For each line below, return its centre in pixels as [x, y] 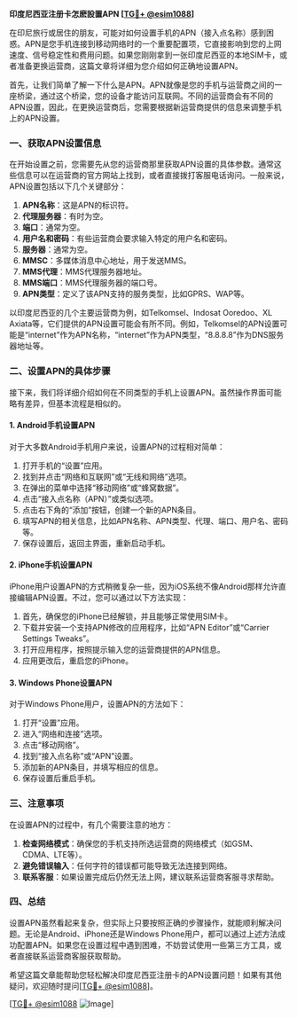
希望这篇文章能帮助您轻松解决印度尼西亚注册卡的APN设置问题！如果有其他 [145, 975]
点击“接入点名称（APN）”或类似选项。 [90, 498]
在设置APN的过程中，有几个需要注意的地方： [91, 825]
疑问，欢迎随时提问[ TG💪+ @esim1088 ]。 [83, 986]
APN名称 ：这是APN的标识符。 [78, 205]
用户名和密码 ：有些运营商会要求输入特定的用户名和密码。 [127, 239]
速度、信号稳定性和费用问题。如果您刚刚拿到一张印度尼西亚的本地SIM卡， [145, 55]
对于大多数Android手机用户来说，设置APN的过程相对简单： [117, 446]
